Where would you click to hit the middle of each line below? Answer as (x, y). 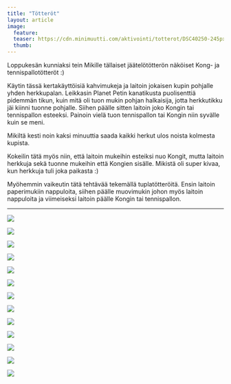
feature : (26, 33)
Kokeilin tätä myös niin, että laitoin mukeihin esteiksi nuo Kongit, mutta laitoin (115, 156)
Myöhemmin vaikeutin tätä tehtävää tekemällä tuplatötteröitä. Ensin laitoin (111, 184)
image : (16, 26)
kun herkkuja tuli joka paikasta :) (53, 171)
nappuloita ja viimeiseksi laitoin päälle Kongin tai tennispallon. (94, 199)
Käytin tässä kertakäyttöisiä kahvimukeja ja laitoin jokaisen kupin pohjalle (110, 86)
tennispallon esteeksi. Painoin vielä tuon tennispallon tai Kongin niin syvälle (113, 115)
